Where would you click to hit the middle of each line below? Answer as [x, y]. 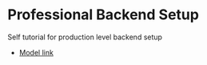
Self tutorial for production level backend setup [85, 37]
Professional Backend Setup [103, 15]
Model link [36, 52]
